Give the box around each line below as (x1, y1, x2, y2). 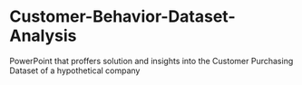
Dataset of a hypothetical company (9, 65, 141, 76)
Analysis (9, 25, 77, 46)
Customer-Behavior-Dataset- (9, 6, 236, 27)
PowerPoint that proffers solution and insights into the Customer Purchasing (9, 55, 294, 66)
